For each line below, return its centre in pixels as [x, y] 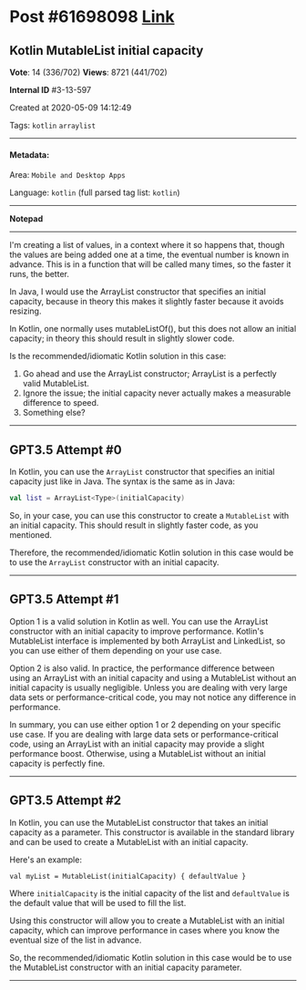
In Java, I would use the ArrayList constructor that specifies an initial [138, 292]
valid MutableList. [56, 384]
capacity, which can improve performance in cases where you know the [145, 930]
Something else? [54, 413]
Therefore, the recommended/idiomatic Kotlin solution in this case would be [152, 552]
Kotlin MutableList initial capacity [107, 51]
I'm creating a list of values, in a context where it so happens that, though [147, 245]
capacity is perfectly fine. [57, 763]
